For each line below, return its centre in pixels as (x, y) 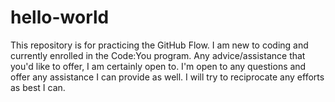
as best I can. (38, 87)
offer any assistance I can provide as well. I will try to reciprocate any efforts (167, 77)
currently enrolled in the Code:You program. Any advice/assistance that (158, 55)
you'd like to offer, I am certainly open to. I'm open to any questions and (158, 66)
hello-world (60, 17)
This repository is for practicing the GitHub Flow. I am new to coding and (159, 45)
